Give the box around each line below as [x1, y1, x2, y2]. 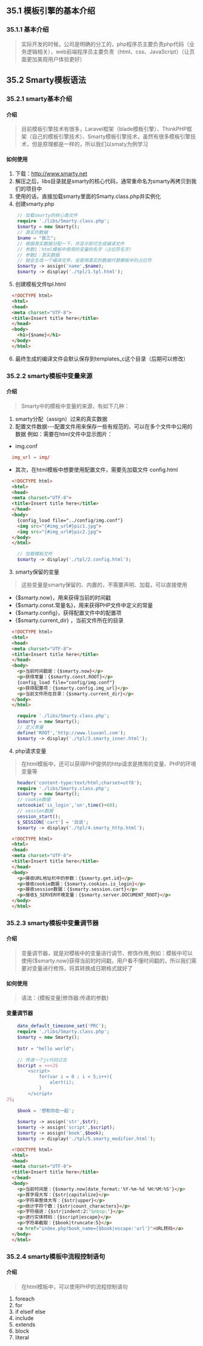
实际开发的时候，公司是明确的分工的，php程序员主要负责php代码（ [21, 40, 190, 47]
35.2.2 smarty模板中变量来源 [6, 371, 93, 380]
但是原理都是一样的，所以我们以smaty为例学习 [32, 141, 148, 148]
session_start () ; [17, 814, 61, 820]
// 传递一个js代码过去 [17, 1056, 67, 1063]
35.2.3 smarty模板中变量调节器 [6, 918, 99, 927]
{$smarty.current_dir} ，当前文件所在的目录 [15, 617, 124, 624]
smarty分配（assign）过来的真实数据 [15, 415, 108, 422]
